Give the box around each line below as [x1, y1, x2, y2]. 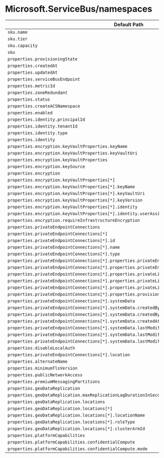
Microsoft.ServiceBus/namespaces [5, 3, 153, 15]
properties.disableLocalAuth [7, 345, 75, 350]
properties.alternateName [7, 358, 68, 364]
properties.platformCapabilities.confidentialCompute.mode [7, 446, 148, 452]
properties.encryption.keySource [7, 164, 85, 169]
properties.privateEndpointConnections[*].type [7, 251, 121, 257]
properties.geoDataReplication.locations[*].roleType [7, 419, 135, 425]
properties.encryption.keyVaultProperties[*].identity [7, 204, 138, 210]
